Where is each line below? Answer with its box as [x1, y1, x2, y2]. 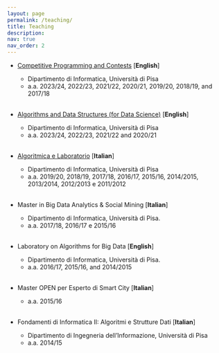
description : [7, 29, 45, 37]
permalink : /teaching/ [7, 17, 73, 24]
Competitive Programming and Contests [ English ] [17, 62, 160, 69]
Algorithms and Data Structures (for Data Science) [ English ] [17, 110, 189, 118]
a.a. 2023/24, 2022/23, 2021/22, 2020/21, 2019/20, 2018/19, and [27, 82, 213, 90]
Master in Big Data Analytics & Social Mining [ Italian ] [17, 201, 168, 208]
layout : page [7, 10, 45, 17]
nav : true [7, 36, 36, 43]
